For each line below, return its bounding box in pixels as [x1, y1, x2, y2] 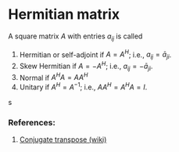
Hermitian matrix [8, 5, 120, 24]
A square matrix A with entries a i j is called [8, 31, 143, 42]
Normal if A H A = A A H [19, 71, 88, 82]
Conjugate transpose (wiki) [19, 135, 107, 144]
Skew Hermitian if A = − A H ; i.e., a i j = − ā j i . [19, 60, 153, 72]
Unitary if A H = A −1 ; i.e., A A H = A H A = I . [19, 81, 148, 92]
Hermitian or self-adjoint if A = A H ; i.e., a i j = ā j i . [19, 49, 172, 61]
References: [8, 117, 56, 128]
